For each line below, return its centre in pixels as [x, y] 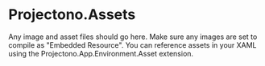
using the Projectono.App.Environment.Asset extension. [101, 53]
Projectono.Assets [72, 15]
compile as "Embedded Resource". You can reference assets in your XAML [132, 45]
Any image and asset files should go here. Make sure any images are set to [133, 37]
